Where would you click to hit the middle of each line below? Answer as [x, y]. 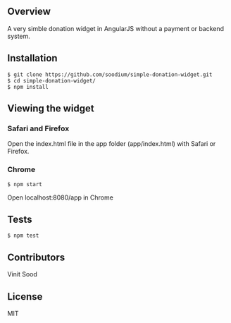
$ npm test [23, 236]
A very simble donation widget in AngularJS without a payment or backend [115, 28]
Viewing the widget [51, 109]
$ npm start [25, 184]
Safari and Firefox [38, 128]
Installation [32, 58]
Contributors [36, 257]
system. [19, 36]
